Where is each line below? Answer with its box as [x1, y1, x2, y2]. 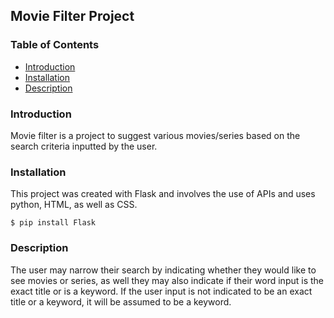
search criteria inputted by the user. [10, 140, 158, 152]
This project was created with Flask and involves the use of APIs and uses [10, 188, 316, 200]
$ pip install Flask [10, 218, 97, 228]
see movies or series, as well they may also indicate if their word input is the [10, 274, 324, 286]
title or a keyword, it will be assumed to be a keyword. [10, 295, 232, 308]
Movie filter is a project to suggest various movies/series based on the [10, 129, 301, 141]
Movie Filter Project [10, 8, 135, 25]
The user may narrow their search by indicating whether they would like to [10, 264, 317, 276]
